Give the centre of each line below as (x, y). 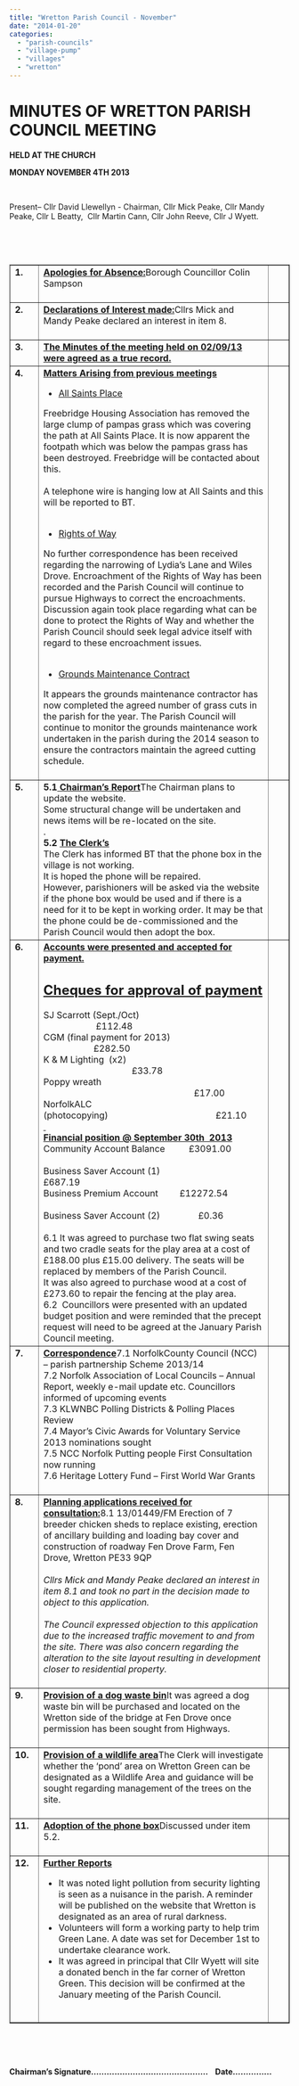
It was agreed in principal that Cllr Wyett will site (159, 1961)
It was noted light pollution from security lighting (159, 1884)
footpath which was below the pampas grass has (145, 447)
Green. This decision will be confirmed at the (152, 1983)
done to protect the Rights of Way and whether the (149, 620)
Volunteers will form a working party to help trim (159, 1928)
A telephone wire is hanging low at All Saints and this (154, 491)
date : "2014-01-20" (45, 26)
